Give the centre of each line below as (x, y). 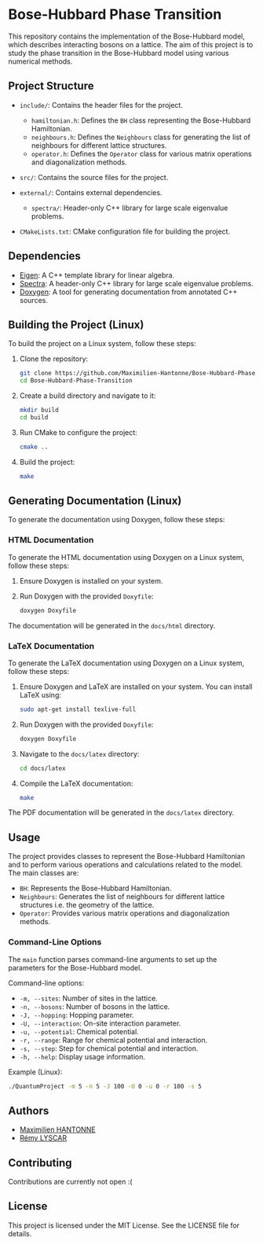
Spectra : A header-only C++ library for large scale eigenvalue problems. (136, 283)
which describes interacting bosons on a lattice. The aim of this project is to (131, 44)
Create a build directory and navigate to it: (88, 396)
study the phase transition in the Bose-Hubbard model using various (119, 53)
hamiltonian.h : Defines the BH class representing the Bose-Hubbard (141, 120)
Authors (29, 1111)
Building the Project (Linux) (76, 324)
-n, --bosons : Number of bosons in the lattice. (95, 1006)
